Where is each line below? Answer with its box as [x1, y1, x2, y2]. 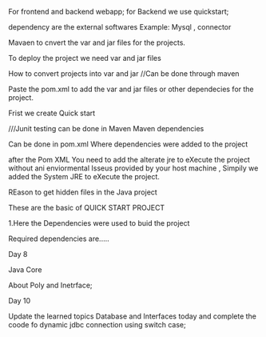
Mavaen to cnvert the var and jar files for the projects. [8, 38, 186, 47]
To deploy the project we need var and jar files [8, 54, 161, 62]
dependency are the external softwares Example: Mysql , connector [8, 22, 232, 31]
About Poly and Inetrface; [8, 280, 93, 290]
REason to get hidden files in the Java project [8, 187, 157, 197]
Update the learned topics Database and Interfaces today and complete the [8, 311, 257, 321]
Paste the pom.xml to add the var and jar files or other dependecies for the [8, 84, 254, 94]
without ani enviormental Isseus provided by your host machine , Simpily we [8, 163, 259, 173]
